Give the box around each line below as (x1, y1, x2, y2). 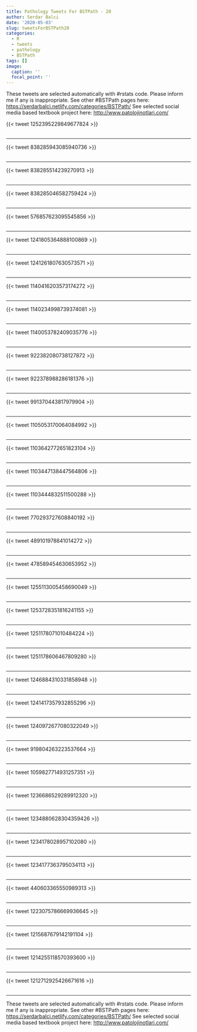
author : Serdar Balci (6, 14, 59, 20)
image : (6, 63, 22, 69)
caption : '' (11, 69, 41, 75)
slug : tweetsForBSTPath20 (6, 25, 69, 31)
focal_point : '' (11, 74, 51, 80)
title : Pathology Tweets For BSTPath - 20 (6, 8, 111, 15)
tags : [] (6, 58, 28, 64)
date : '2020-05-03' (6, 19, 54, 25)
